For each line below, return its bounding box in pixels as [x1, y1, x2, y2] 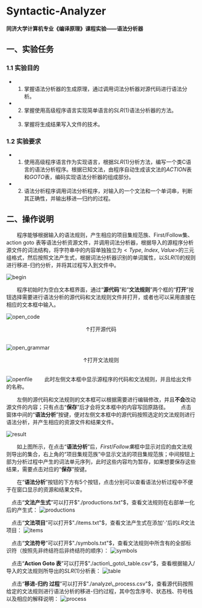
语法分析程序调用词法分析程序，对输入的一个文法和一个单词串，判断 [23, 187, 193, 194]
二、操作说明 [6, 214, 54, 224]
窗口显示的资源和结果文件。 [16, 486, 85, 493]
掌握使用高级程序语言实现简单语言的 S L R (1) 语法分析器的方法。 [23, 107, 177, 114]
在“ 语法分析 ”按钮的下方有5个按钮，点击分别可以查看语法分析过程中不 [17, 478, 188, 486]
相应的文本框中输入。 [6, 301, 59, 308]
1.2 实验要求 [6, 137, 41, 145]
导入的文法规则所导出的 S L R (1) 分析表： [6, 567, 101, 574]
